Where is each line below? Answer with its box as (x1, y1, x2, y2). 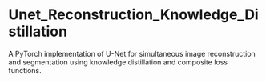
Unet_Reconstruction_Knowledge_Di (8, 6, 259, 24)
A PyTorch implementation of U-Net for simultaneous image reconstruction (8, 49, 256, 58)
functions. (8, 65, 42, 75)
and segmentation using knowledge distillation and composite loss (8, 57, 228, 67)
